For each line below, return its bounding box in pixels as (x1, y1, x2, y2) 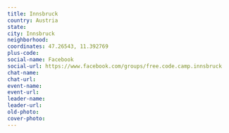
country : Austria (7, 17, 58, 24)
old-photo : (7, 108, 39, 115)
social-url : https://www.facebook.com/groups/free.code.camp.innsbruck (7, 63, 222, 70)
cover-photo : (7, 115, 46, 122)
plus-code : (7, 50, 39, 57)
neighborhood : (7, 37, 49, 44)
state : (7, 23, 27, 30)
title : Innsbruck (7, 10, 58, 18)
